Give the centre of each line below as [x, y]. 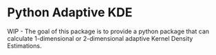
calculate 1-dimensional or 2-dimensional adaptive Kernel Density [100, 38]
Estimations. [24, 45]
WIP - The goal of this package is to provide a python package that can [108, 31]
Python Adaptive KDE [70, 13]
